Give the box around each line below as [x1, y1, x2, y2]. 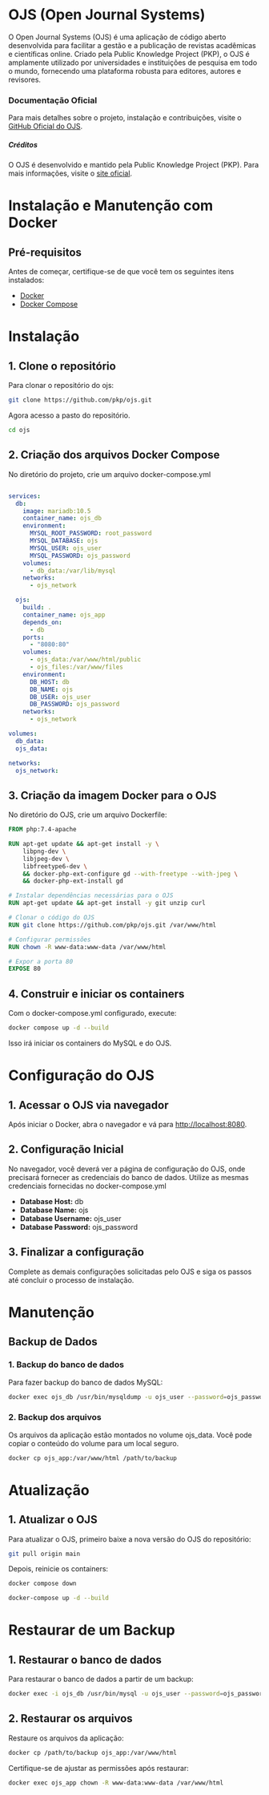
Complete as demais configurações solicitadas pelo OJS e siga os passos [8, 1267, 252, 1276]
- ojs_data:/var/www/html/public [29, 656, 142, 664]
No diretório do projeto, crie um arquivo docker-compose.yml [8, 469, 211, 479]
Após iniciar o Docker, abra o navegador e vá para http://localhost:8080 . [8, 1120, 247, 1130]
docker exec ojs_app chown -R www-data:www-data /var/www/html [8, 1778, 224, 1787]
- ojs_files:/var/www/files [29, 663, 124, 671]
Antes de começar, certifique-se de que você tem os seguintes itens [8, 267, 235, 277]
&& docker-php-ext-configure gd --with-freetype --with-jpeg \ [22, 870, 239, 878]
